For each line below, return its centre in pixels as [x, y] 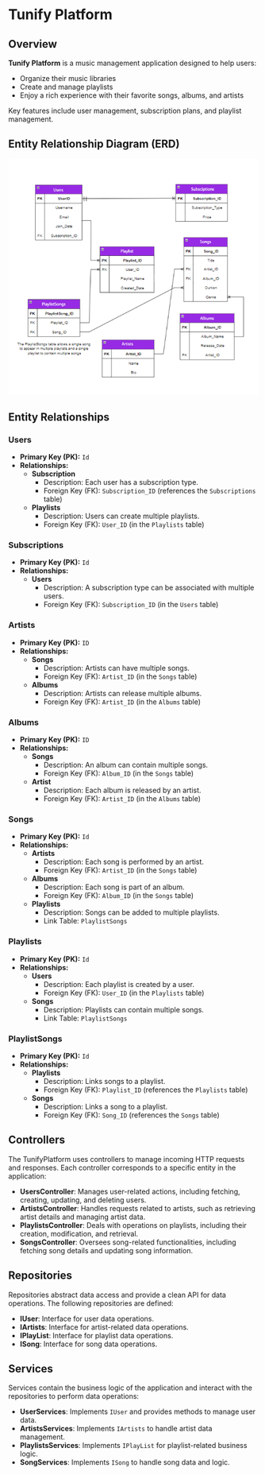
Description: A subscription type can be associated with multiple [149, 588]
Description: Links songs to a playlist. [104, 1081]
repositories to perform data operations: [74, 1396]
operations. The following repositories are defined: [91, 1303]
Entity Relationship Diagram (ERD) [94, 144]
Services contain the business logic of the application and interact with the [130, 1388]
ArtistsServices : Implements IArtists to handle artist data [116, 1429]
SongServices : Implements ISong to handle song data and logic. [125, 1462]
